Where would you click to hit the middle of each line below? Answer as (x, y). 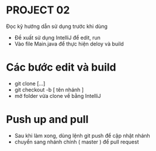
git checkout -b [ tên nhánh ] (49, 89)
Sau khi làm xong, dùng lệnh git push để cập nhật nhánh (82, 135)
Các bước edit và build (61, 67)
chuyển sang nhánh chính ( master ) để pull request (77, 142)
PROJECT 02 (38, 10)
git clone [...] (30, 83)
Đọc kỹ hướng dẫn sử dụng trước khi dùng (57, 26)
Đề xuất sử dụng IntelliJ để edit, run (58, 37)
